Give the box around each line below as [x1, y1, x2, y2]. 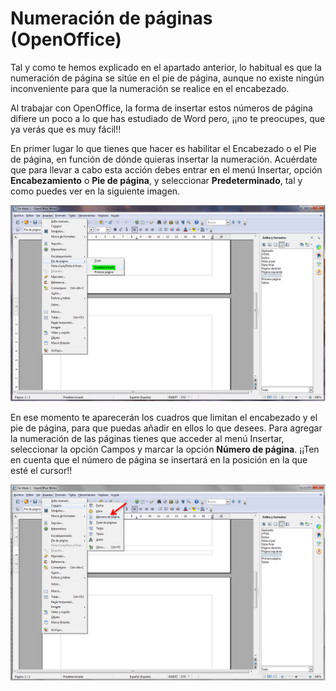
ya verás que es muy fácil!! [10, 123, 122, 135]
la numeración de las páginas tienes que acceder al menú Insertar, [10, 432, 285, 444]
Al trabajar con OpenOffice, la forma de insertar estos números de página [10, 102, 313, 114]
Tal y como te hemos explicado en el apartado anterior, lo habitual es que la [10, 61, 322, 73]
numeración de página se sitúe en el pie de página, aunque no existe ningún [10, 72, 325, 84]
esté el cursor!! [10, 464, 73, 476]
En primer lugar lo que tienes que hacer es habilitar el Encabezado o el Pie [10, 142, 317, 154]
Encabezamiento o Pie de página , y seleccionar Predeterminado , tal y [10, 174, 303, 186]
